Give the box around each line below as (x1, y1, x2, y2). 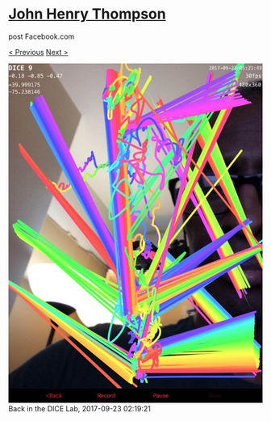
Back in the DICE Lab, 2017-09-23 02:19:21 (8, 403, 152, 413)
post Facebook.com (8, 32, 75, 41)
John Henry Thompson (8, 5, 167, 23)
